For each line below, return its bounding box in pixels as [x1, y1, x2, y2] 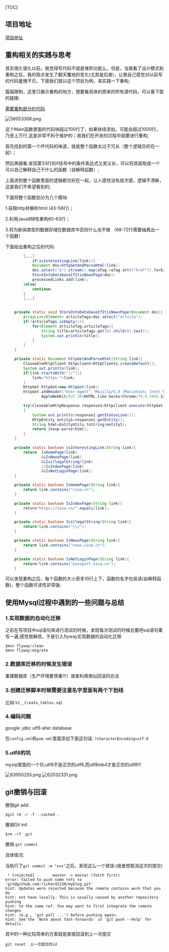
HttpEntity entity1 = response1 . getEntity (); [32, 417, 125, 422]
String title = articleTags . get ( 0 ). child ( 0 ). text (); [41, 328, 150, 334]
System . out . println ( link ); [23, 366, 80, 371]
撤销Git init [5, 821, 28, 828]
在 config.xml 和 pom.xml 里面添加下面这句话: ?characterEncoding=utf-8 [5, 735, 149, 741]
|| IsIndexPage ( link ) [41, 464, 84, 469]
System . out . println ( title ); [41, 333, 100, 338]
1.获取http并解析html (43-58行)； [5, 205, 74, 211]
